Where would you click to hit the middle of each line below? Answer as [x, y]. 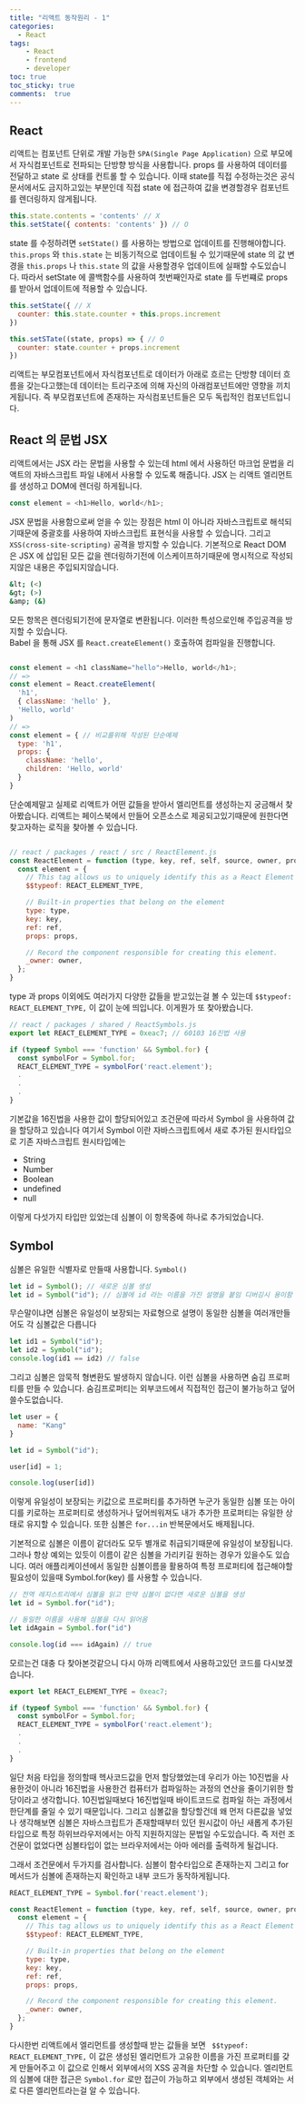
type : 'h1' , [40, 744]
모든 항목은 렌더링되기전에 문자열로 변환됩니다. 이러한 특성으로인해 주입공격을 [147, 619]
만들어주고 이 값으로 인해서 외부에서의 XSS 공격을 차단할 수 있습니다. [140, 2068]
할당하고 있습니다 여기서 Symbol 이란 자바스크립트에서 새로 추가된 [136, 1130]
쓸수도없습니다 [35, 1400]
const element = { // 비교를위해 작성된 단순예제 [93, 735]
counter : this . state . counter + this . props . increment [119, 314]
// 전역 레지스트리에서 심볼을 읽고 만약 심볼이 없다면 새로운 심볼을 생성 [127, 1595]
